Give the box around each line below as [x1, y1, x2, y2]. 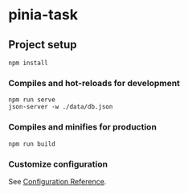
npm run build [8, 139, 56, 148]
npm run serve [8, 96, 56, 104]
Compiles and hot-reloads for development [8, 77, 181, 89]
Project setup [8, 38, 78, 52]
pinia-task [8, 6, 79, 24]
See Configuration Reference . [8, 176, 107, 186]
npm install [8, 59, 48, 67]
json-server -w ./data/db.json [8, 103, 113, 111]
